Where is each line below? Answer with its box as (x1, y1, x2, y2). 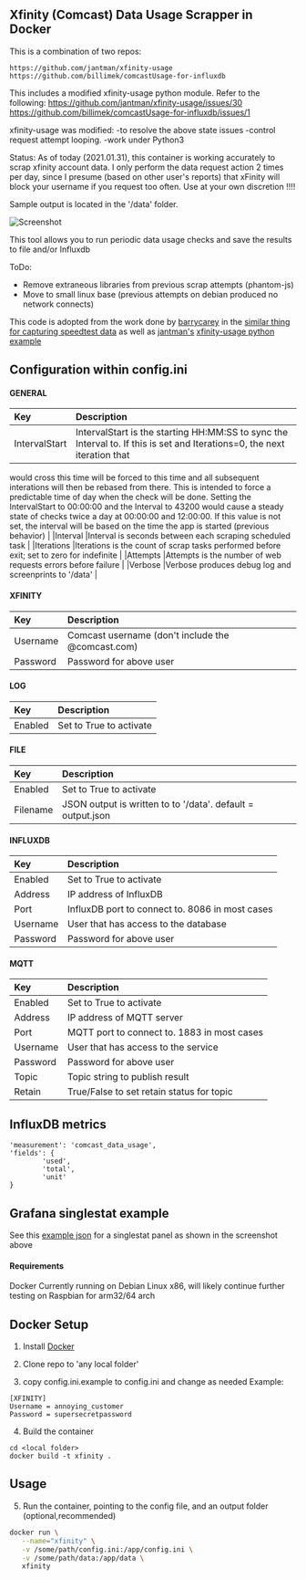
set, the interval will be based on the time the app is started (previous (9, 520, 270, 532)
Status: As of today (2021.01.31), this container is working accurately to (9, 152, 276, 162)
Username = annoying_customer (9, 1402, 125, 1411)
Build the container (22, 1426, 94, 1437)
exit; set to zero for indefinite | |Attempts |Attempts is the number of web (9, 549, 282, 560)
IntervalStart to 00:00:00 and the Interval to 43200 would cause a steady (9, 501, 284, 512)
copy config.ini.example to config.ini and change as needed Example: (22, 1376, 284, 1387)
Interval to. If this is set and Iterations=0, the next (76, 437, 285, 450)
